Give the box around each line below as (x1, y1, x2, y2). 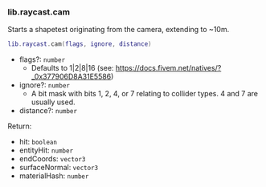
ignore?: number (18, 80, 70, 90)
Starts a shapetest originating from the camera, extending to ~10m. (7, 25, 230, 35)
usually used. (31, 97, 76, 107)
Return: (7, 121, 32, 131)
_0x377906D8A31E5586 (31, 71, 112, 82)
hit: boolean (18, 137, 58, 147)
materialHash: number (18, 171, 89, 181)
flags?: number (18, 55, 66, 64)
